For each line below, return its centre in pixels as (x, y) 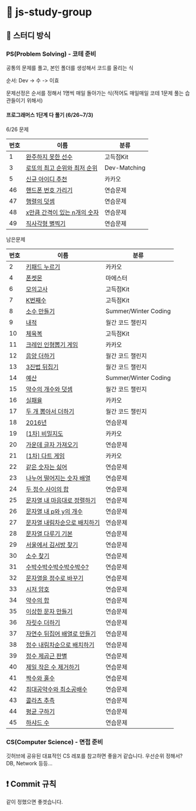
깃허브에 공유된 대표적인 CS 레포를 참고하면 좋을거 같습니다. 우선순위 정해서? (94, 756)
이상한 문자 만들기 (49, 612)
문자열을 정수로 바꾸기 (55, 579)
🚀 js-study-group (49, 12)
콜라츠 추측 (40, 701)
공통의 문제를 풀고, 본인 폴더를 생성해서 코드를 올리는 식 (70, 68)
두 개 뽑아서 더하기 (50, 411)
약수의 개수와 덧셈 (49, 389)
